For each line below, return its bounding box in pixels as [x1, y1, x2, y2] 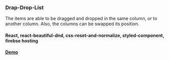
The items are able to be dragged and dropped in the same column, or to [5, 16, 157, 22]
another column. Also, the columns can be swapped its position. [5, 21, 140, 27]
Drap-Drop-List [5, 4, 44, 11]
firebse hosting [5, 37, 39, 44]
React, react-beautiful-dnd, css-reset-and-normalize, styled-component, [5, 32, 164, 38]
